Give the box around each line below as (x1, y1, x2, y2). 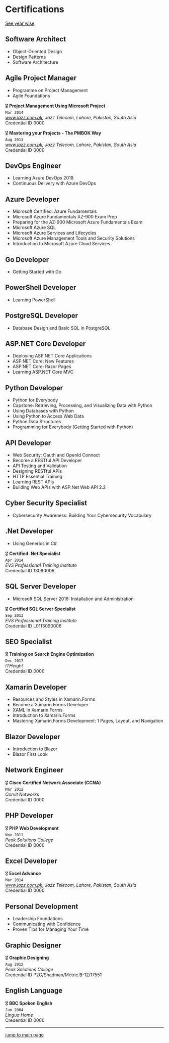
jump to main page (5, 1031, 44, 1037)
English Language (5, 986, 63, 995)
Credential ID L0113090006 (5, 623, 62, 629)
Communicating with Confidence (12, 921, 81, 927)
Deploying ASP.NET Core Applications (12, 353, 92, 359)
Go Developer (5, 255, 49, 264)
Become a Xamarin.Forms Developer (12, 702, 89, 708)
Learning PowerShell (12, 297, 56, 303)
